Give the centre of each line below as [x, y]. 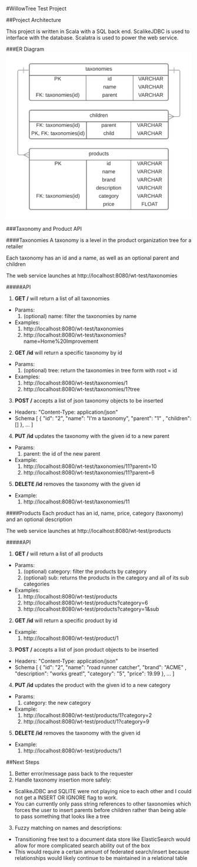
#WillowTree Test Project [36, 9]
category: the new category [57, 703]
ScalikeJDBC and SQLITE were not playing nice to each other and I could [103, 791]
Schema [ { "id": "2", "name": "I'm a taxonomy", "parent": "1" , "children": [103, 418]
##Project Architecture [34, 20]
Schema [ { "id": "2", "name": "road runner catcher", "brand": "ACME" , [101, 668]
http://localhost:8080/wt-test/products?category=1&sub [91, 609]
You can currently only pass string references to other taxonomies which [103, 804]
